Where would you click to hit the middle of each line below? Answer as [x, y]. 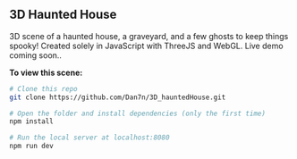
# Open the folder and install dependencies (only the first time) [138, 113]
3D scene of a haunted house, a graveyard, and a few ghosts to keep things [149, 36]
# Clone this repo [43, 88]
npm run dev [31, 146]
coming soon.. [36, 55]
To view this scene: [46, 72]
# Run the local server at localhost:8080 [89, 138]
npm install [31, 121]
